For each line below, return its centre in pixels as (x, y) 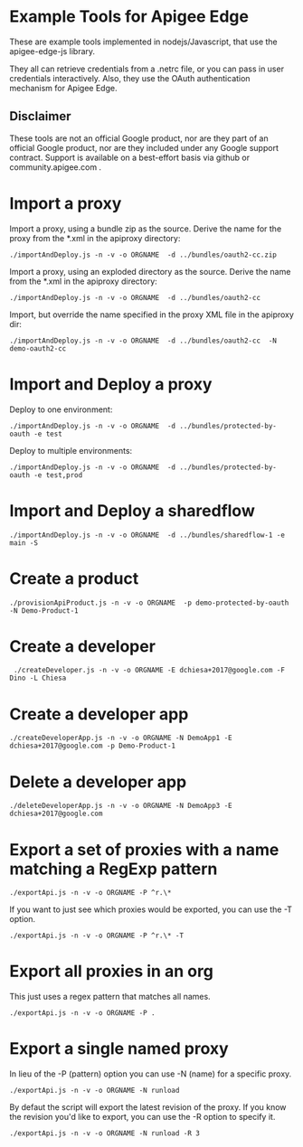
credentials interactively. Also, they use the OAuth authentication (130, 78)
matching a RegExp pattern (114, 869)
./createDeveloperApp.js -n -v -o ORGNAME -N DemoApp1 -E (121, 738)
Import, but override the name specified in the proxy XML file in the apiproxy (151, 315)
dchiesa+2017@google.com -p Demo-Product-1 (93, 746)
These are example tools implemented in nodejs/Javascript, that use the (143, 42)
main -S (24, 543)
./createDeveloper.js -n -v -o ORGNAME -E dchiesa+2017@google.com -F (149, 671)
